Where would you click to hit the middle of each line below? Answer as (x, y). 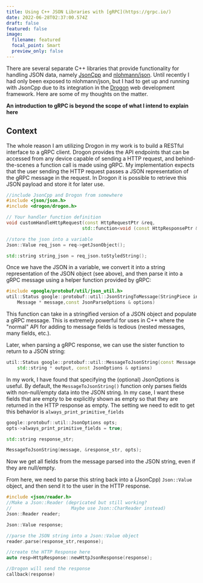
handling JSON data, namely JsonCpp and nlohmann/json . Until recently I (98, 75)
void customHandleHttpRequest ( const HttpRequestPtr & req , (81, 223)
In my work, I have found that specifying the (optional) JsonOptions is (93, 379)
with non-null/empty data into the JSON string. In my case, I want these (95, 392)
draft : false (23, 23)
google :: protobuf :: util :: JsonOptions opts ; (62, 422)
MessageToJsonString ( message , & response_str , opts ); (74, 450)
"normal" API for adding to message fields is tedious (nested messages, (96, 327)
